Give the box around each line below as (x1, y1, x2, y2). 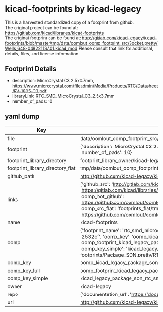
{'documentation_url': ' (80, 291, 132, 297)
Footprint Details (5, 65, 57, 73)
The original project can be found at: (5, 24, 78, 30)
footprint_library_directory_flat (7, 165, 76, 171)
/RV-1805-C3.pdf (12, 88, 47, 93)
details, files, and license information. (5, 50, 80, 56)
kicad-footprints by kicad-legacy (5, 3, 142, 15)
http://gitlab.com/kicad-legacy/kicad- (81, 35, 157, 41)
